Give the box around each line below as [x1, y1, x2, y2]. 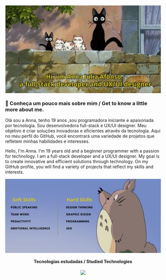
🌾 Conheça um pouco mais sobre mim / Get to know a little [5, 100, 147, 107]
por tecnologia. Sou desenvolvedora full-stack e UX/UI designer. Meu [5, 122, 147, 129]
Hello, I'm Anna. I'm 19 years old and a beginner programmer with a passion [5, 148, 160, 154]
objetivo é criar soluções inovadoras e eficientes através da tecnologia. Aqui [5, 128, 161, 134]
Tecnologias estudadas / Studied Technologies [34, 259, 132, 265]
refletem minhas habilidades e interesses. [5, 138, 90, 144]
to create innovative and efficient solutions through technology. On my [5, 159, 149, 165]
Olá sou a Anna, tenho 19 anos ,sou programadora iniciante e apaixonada [5, 117, 154, 123]
